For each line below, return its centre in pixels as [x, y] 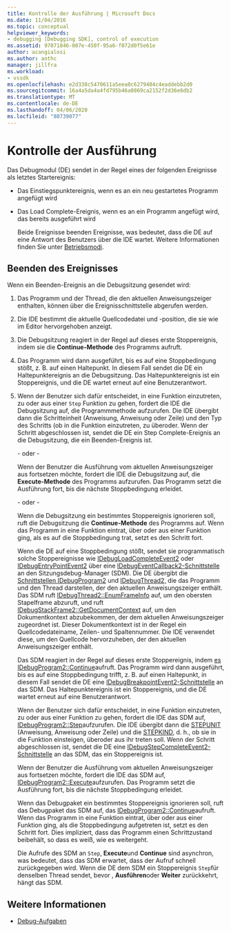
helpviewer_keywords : [38, 33]
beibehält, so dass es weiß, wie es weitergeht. [83, 840]
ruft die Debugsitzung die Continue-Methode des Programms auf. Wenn [120, 523]
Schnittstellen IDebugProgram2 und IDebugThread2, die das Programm [119, 581]
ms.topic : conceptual [38, 26]
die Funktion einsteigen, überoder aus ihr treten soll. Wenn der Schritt [116, 740]
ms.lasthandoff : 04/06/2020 [48, 110]
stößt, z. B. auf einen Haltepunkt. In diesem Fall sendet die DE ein [110, 368]
